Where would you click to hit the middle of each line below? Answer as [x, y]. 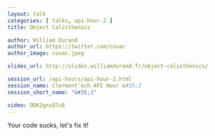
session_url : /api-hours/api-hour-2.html [70, 79]
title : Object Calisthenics [49, 27]
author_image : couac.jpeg [46, 53]
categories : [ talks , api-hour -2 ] [60, 21]
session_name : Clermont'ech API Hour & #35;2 [74, 85]
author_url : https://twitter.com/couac [67, 47]
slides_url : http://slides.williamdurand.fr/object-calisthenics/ [108, 66]
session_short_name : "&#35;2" [52, 92]
